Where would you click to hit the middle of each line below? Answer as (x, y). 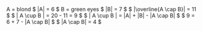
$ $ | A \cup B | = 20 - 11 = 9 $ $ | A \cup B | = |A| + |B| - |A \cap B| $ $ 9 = (101, 15)
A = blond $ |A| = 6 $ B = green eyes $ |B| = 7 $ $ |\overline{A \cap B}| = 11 (101, 9)
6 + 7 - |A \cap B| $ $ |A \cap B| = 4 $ (54, 22)
